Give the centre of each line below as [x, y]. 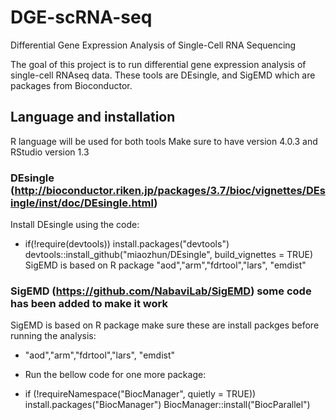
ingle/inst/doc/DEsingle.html [82, 203]
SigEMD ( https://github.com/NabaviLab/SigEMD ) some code [161, 291]
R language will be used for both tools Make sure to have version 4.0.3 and [164, 141]
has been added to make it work [89, 303]
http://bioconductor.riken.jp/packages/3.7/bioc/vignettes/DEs [170, 190]
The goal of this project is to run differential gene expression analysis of [158, 64]
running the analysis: [53, 336]
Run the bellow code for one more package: [115, 375]
